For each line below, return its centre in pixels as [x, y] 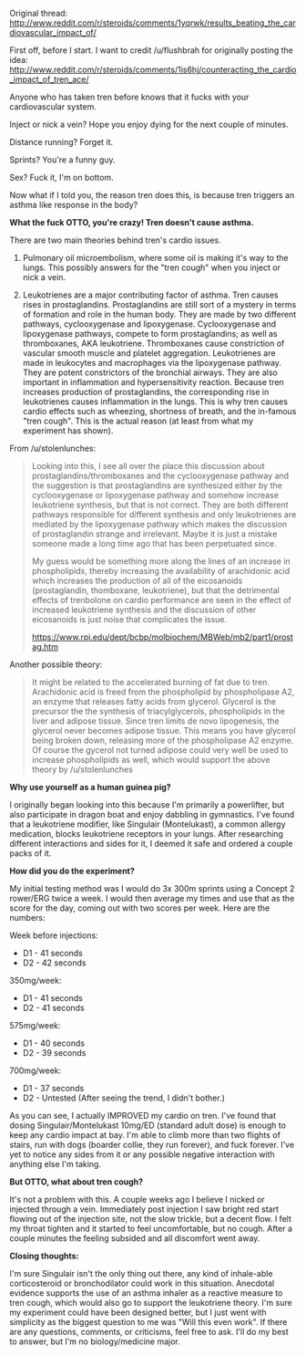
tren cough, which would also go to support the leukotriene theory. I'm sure [151, 1303]
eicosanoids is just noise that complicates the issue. [129, 619]
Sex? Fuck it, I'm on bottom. [61, 177]
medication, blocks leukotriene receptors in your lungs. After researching [147, 834]
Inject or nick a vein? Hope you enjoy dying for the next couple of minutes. [149, 124]
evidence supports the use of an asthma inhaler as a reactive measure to [146, 1293]
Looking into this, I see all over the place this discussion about [148, 466]
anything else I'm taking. [56, 1164]
